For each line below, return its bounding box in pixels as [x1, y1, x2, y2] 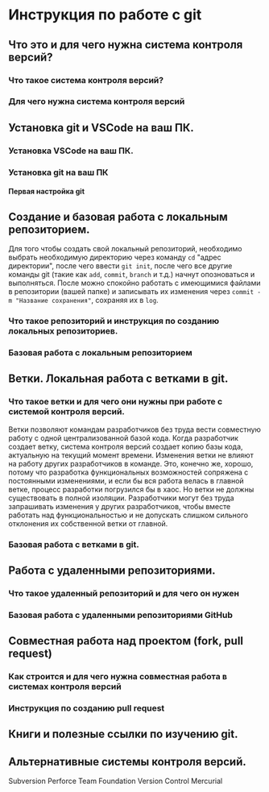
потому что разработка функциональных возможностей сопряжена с [8, 467, 249, 477]
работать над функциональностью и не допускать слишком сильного [8, 510, 248, 520]
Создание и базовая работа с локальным [8, 209, 228, 223]
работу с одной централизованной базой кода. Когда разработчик [8, 433, 239, 442]
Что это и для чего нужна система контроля [8, 38, 243, 52]
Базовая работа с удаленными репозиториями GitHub [8, 609, 234, 620]
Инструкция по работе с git [8, 6, 202, 24]
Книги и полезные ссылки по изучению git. [8, 728, 239, 741]
